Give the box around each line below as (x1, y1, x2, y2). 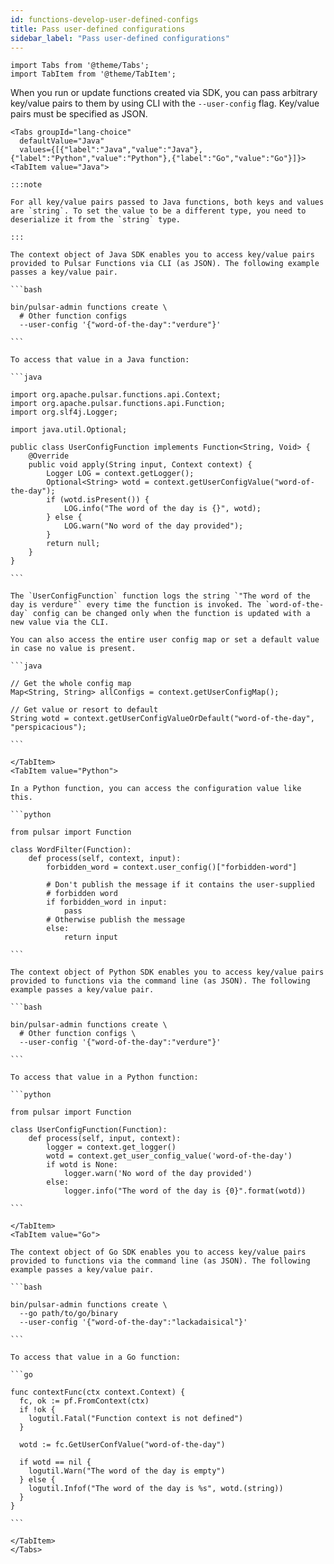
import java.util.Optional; (10, 425, 128, 435)
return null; (46, 539, 101, 549)
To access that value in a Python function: (10, 1072, 199, 1083)
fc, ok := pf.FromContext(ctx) (19, 1396, 150, 1406)
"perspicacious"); (10, 722, 87, 733)
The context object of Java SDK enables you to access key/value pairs (10, 250, 315, 260)
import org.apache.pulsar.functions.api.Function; (10, 399, 226, 409)
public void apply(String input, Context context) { (28, 460, 253, 470)
